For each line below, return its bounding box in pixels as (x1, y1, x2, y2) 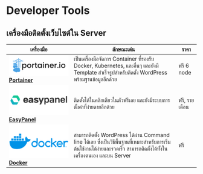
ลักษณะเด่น (112, 45, 135, 53)
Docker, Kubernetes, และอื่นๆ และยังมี (73, 62, 159, 69)
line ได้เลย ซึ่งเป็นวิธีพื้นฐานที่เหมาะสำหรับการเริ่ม (73, 138, 171, 146)
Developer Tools (6, 4, 90, 18)
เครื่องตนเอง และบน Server (73, 152, 131, 159)
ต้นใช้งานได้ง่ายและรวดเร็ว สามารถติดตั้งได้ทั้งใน (73, 145, 168, 152)
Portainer (8, 76, 33, 84)
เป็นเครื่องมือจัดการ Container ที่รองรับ (73, 55, 154, 62)
